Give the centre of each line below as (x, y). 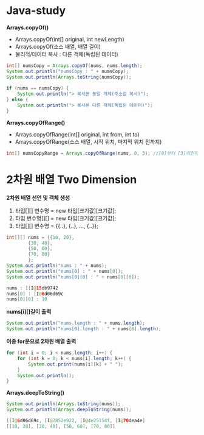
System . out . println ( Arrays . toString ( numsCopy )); (69, 77)
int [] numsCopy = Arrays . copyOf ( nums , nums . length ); (74, 65)
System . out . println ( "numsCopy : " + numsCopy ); (68, 71)
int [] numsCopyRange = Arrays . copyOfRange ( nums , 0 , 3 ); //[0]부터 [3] (96, 153)
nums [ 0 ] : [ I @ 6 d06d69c (35, 294)
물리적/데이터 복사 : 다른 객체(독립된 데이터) (66, 54)
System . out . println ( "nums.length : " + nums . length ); (76, 324)
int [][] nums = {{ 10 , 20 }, (40, 237)
